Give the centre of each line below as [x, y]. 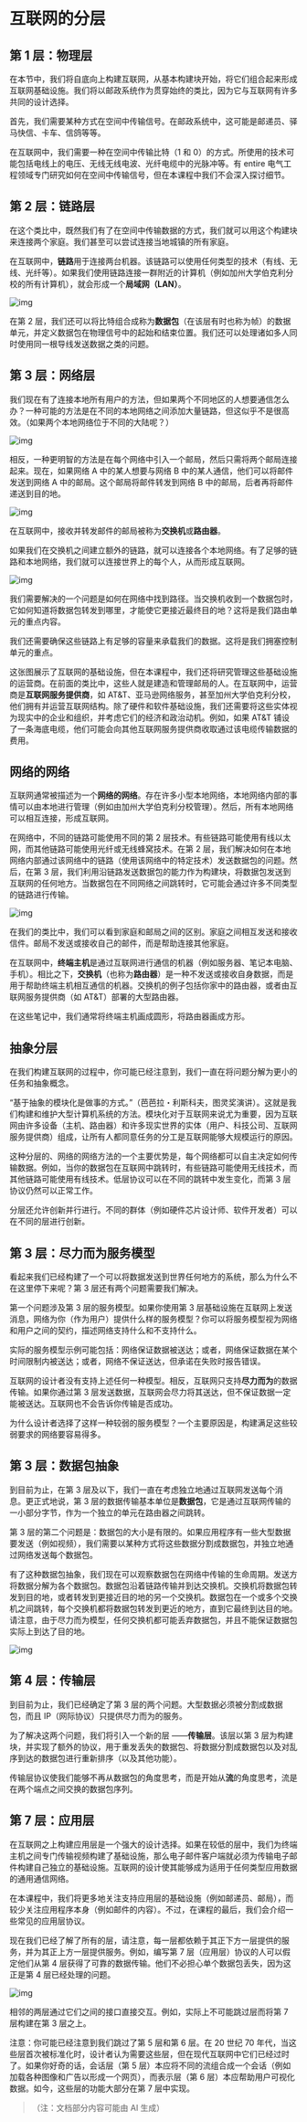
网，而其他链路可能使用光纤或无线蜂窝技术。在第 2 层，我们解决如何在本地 [150, 849]
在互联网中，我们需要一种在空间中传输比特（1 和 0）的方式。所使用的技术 [148, 152]
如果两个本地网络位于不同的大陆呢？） [101, 422]
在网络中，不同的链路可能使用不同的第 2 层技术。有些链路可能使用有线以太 [150, 838]
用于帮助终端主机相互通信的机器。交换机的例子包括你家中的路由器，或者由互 [153, 986]
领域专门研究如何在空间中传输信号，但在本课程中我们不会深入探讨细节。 [153, 175]
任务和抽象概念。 [42, 1083]
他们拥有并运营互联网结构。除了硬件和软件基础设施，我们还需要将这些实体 [149, 706]
